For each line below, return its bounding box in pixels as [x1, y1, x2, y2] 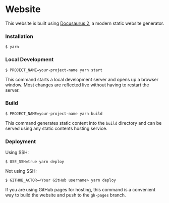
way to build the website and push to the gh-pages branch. [5, 192, 126, 198]
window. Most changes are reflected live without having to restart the [5, 82, 149, 88]
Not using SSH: [5, 168, 37, 174]
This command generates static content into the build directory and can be [5, 120, 162, 126]
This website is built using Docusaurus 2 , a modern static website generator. [5, 20, 164, 26]
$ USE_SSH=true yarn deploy [5, 159, 65, 165]
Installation [5, 33, 34, 40]
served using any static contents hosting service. [5, 125, 107, 131]
